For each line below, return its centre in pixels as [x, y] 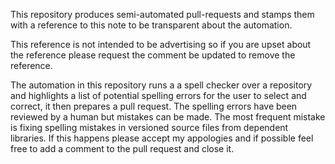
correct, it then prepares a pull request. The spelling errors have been [154, 106]
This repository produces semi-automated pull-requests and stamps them [162, 14]
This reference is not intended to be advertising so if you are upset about [161, 44]
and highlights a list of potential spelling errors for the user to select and [158, 95]
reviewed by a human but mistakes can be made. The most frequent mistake [168, 117]
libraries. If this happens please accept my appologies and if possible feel [162, 138]
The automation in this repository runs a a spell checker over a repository [161, 85]
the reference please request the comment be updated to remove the [153, 55]
